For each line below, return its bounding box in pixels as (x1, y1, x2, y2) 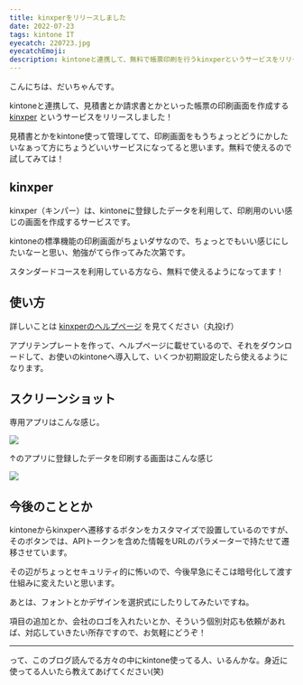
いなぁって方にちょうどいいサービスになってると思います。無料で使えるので (9, 142, 292, 153)
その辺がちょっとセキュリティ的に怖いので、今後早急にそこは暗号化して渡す (9, 566, 293, 578)
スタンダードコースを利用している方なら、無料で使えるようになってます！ (9, 265, 285, 276)
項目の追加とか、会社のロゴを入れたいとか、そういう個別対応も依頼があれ (9, 616, 286, 627)
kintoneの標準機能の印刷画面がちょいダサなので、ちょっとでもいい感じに (9, 236, 281, 246)
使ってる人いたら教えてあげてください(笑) (9, 666, 164, 677)
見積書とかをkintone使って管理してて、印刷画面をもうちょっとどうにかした (9, 131, 289, 141)
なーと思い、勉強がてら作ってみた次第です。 (24, 246, 190, 257)
